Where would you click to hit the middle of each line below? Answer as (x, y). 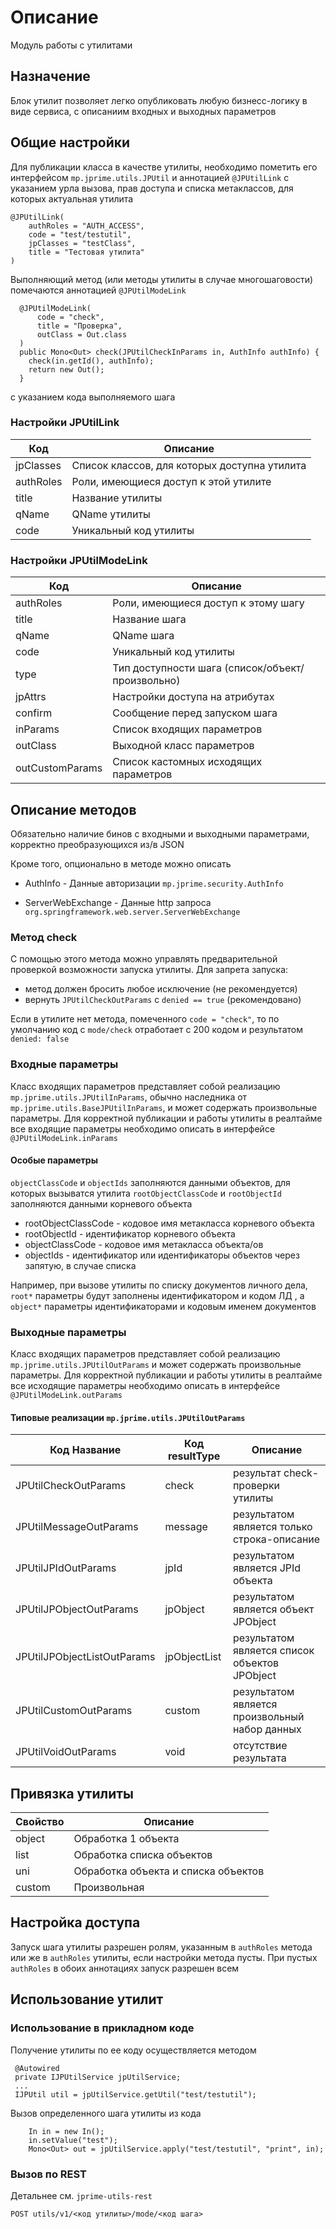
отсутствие (260, 1746)
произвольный (268, 1717)
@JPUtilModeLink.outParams (66, 1396)
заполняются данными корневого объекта (101, 1203)
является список (273, 1651)
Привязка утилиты (72, 1793)
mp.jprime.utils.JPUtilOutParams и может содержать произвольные (156, 1365)
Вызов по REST (48, 2174)
